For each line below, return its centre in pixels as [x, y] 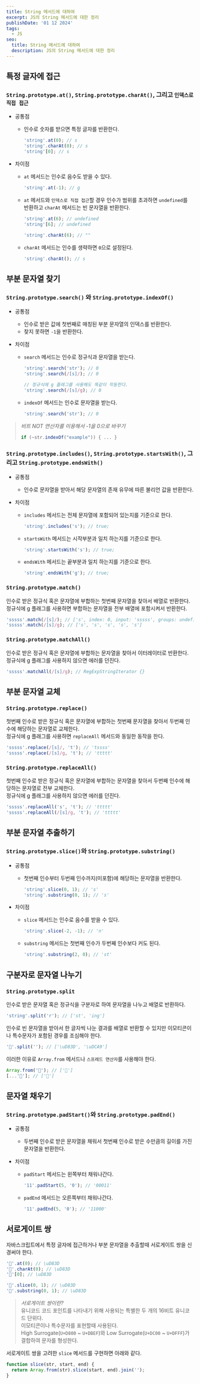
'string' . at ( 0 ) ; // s [50, 140]
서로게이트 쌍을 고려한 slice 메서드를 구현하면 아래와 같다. [74, 1353]
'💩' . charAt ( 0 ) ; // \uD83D [38, 1269]
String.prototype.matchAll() [49, 640]
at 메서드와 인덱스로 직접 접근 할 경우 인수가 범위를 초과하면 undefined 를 [106, 200]
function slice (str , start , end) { [50, 1364]
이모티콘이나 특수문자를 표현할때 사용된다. [69, 1325]
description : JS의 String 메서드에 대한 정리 [63, 51]
